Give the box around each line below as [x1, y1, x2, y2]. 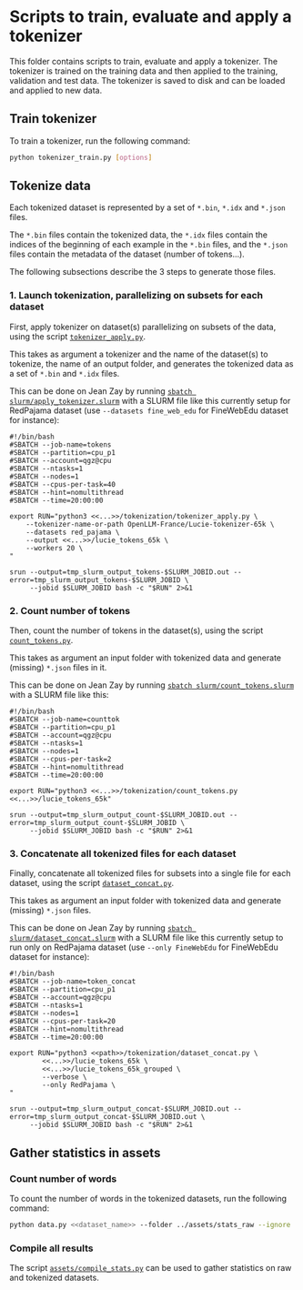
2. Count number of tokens [9, 604, 130, 617]
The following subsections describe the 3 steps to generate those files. [9, 267, 276, 277]
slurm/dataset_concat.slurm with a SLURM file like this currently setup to [9, 932, 284, 943]
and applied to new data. [9, 85, 103, 96]
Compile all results [9, 1242, 94, 1255]
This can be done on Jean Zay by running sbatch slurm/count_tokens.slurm [9, 680, 294, 690]
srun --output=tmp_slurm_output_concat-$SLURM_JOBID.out [9, 1104, 230, 1114]
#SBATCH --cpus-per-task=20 [9, 1017, 116, 1026]
